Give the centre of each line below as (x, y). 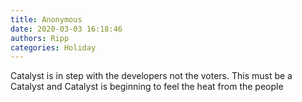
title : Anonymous (46, 19)
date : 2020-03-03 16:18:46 (66, 29)
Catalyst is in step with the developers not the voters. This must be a (151, 76)
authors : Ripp (40, 38)
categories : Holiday (53, 47)
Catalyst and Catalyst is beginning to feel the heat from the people (147, 87)
